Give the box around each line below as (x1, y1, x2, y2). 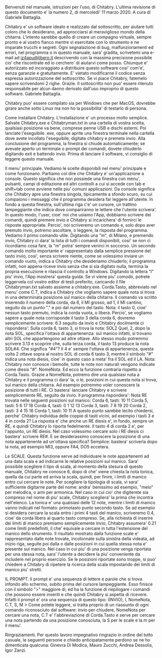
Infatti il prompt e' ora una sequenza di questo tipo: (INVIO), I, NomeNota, (5, 597, 151, 602)
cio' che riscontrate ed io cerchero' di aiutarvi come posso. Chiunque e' (5, 60, 148, 66)
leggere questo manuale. (5, 156, 55, 162)
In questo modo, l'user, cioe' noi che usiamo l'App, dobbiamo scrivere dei (5, 212, 151, 217)
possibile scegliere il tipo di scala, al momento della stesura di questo (5, 463, 143, 469)
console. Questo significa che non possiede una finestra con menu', (5, 176, 141, 181)
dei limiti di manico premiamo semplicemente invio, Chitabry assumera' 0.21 (5, 520, 156, 526)
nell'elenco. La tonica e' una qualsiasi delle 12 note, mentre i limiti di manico (5, 500, 156, 505)
